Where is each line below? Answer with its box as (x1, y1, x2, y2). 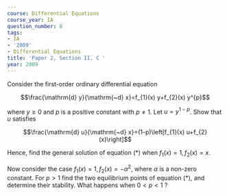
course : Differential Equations (7, 10, 99, 17)
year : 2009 (7, 61, 38, 68)
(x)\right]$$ (98, 135, 132, 144)
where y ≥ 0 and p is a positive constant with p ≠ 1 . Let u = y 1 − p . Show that (7, 106, 222, 116)
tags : (7, 29, 23, 36)
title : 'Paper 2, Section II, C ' (7, 55, 106, 62)
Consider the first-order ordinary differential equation (7, 79, 158, 88)
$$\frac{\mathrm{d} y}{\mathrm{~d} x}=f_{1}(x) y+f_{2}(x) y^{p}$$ (20, 93, 210, 101)
